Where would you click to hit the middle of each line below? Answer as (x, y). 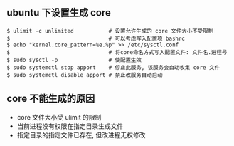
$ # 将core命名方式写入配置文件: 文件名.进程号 (117, 52)
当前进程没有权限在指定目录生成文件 (70, 126)
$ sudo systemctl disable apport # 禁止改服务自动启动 (85, 75)
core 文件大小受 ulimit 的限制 (59, 117)
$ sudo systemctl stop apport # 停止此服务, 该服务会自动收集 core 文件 (113, 67)
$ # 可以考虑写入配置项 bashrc (96, 38)
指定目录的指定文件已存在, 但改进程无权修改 (81, 135)
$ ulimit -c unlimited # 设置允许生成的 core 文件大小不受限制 (110, 31)
